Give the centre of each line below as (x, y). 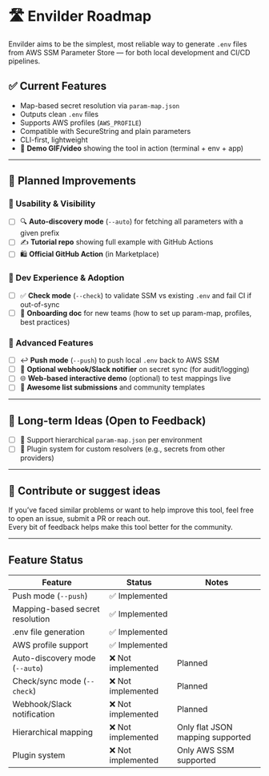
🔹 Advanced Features (51, 342)
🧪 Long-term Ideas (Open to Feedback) (107, 420)
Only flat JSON (205, 727)
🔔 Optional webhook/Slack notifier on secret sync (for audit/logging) (134, 370)
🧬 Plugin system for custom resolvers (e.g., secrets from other (122, 449)
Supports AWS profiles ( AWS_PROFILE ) (80, 123)
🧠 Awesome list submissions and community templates (112, 387)
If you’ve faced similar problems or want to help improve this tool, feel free (131, 510)
